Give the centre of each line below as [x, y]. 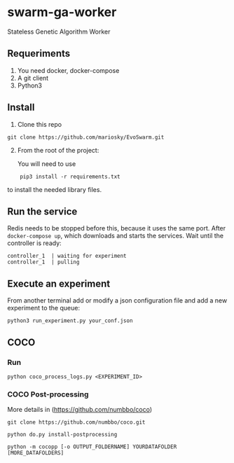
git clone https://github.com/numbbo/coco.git [76, 422]
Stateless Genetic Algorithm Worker [59, 32]
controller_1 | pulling [43, 262]
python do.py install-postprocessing [62, 435]
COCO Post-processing [48, 394]
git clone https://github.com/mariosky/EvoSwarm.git [86, 137]
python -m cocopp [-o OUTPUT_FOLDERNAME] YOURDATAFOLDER [92, 447]
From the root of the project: [58, 150]
